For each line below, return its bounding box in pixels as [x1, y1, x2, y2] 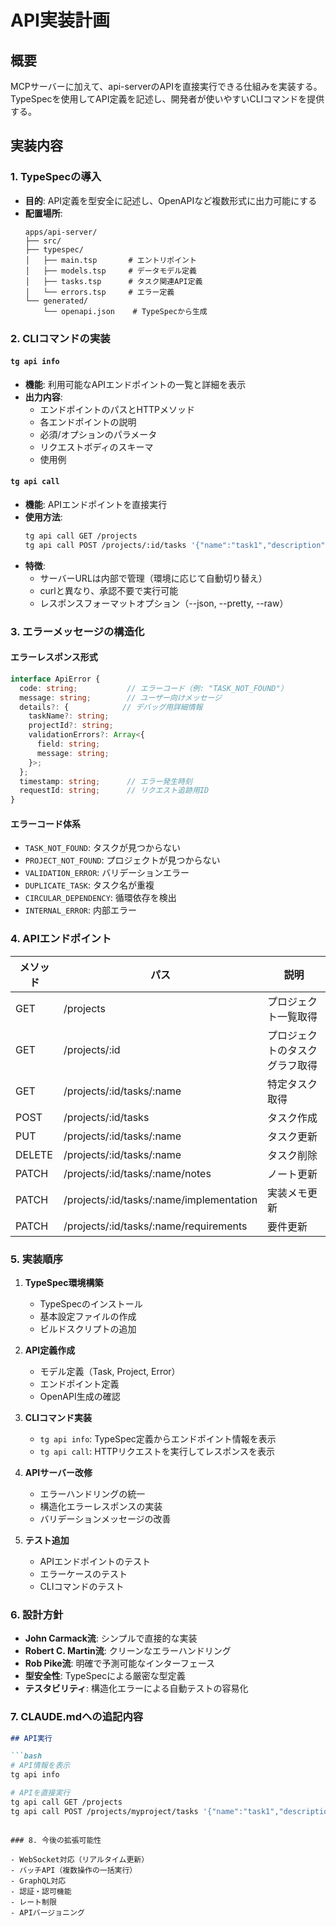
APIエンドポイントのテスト [39, 1555, 151, 1567]
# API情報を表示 [10, 1761, 71, 1771]
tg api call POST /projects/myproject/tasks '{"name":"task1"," [10, 1806, 284, 1816]
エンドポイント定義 [39, 1377, 120, 1390]
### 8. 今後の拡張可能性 [10, 1835, 102, 1845]
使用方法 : [24, 511, 63, 523]
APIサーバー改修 [24, 1466, 93, 1478]
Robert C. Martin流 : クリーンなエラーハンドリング [24, 1645, 232, 1657]
